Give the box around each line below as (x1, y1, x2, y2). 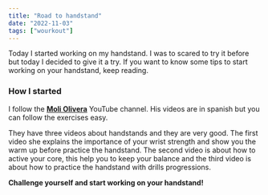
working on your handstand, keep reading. (8, 66, 148, 75)
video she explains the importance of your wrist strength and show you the (8, 136, 257, 146)
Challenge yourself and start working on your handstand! (8, 177, 204, 187)
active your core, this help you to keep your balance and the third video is (8, 153, 251, 163)
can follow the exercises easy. (8, 112, 108, 122)
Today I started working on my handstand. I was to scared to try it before (8, 49, 250, 59)
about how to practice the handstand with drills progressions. (8, 162, 211, 172)
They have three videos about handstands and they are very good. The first (8, 128, 258, 137)
